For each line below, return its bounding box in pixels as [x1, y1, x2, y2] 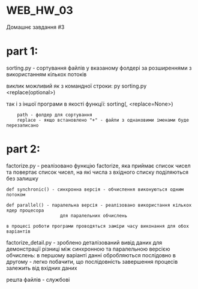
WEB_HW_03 [6, 4, 73, 17]
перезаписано [6, 122, 39, 128]
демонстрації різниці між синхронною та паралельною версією [6, 245, 170, 252]
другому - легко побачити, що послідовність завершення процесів [6, 258, 178, 265]
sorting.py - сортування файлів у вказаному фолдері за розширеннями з [6, 64, 192, 71]
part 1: [6, 44, 38, 58]
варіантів [6, 228, 31, 234]
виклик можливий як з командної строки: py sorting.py [6, 82, 147, 89]
